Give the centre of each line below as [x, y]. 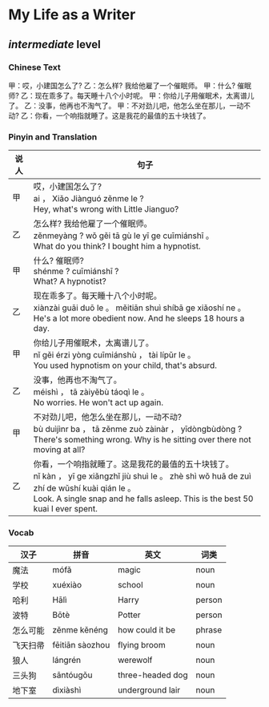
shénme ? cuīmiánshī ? [76, 272]
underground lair [149, 690]
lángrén [67, 661]
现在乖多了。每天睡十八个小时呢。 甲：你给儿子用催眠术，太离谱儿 [145, 95]
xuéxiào [67, 585]
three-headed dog [153, 675]
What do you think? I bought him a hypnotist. [117, 246]
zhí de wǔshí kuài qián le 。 [84, 488]
